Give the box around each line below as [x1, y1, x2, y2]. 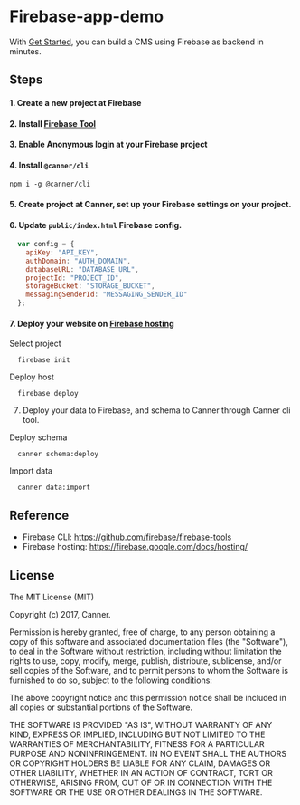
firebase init [17, 356, 70, 365]
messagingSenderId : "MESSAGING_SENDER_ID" [25, 290, 188, 300]
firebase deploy [17, 389, 79, 398]
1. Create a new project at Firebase [9, 97, 142, 108]
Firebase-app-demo [9, 6, 164, 27]
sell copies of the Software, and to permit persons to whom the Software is [9, 665, 289, 676]
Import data [9, 465, 52, 476]
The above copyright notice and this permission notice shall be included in [9, 692, 286, 703]
